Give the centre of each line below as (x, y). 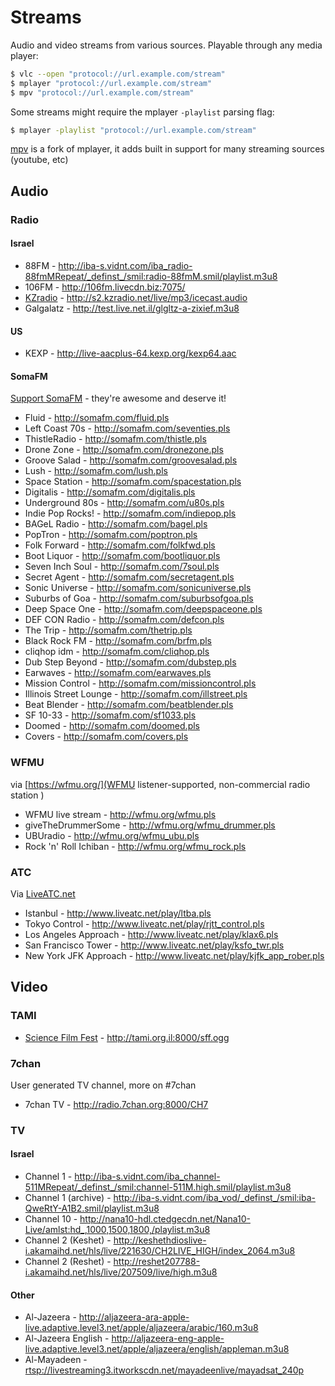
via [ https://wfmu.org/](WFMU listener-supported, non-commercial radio (160, 784)
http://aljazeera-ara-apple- (134, 1317)
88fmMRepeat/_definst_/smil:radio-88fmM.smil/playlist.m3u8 (151, 276)
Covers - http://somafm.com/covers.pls (106, 737)
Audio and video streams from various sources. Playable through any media (166, 45)
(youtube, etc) (39, 160)
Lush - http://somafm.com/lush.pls (96, 471)
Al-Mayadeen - (56, 1360)
